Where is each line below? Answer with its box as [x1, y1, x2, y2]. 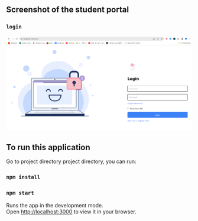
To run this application [6, 142, 90, 152]
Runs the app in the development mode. [6, 202, 103, 209]
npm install [6, 174, 41, 181]
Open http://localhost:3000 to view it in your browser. [6, 208, 137, 215]
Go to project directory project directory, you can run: [6, 158, 137, 165]
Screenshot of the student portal [6, 5, 129, 15]
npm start [6, 190, 34, 197]
